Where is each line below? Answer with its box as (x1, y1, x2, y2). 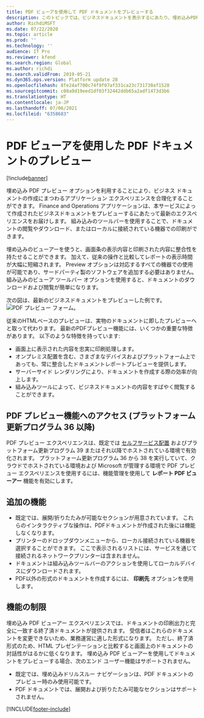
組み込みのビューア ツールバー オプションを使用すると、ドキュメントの (6, 276, 185, 284)
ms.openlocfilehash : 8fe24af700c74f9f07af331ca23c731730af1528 (6, 83, 170, 89)
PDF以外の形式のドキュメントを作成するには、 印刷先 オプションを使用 (15, 574, 194, 582)
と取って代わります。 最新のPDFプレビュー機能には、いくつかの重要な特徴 (6, 325, 193, 332)
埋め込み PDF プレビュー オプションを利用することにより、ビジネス (6, 187, 175, 195)
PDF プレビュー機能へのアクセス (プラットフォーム (6, 410, 196, 420)
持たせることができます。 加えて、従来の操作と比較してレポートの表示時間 (6, 253, 193, 260)
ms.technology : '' (6, 43, 53, 49)
